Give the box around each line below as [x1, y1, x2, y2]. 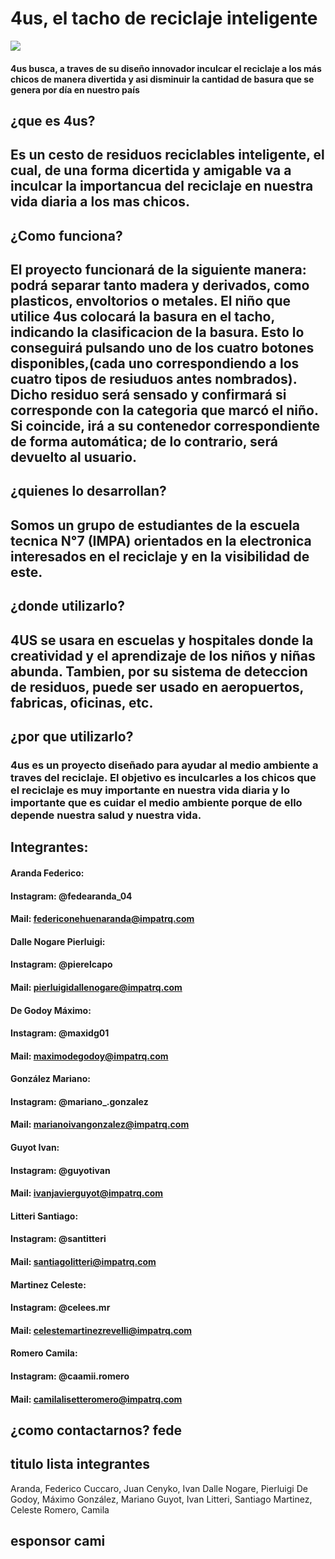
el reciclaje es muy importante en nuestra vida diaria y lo [10, 783, 291, 797]
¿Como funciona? [10, 227, 123, 244]
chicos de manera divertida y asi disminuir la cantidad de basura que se [10, 73, 315, 85]
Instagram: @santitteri [10, 1233, 107, 1245]
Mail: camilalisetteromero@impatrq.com [10, 1393, 183, 1405]
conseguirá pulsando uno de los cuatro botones [10, 340, 315, 357]
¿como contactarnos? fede [10, 1422, 182, 1439]
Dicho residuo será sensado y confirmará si [10, 387, 287, 404]
